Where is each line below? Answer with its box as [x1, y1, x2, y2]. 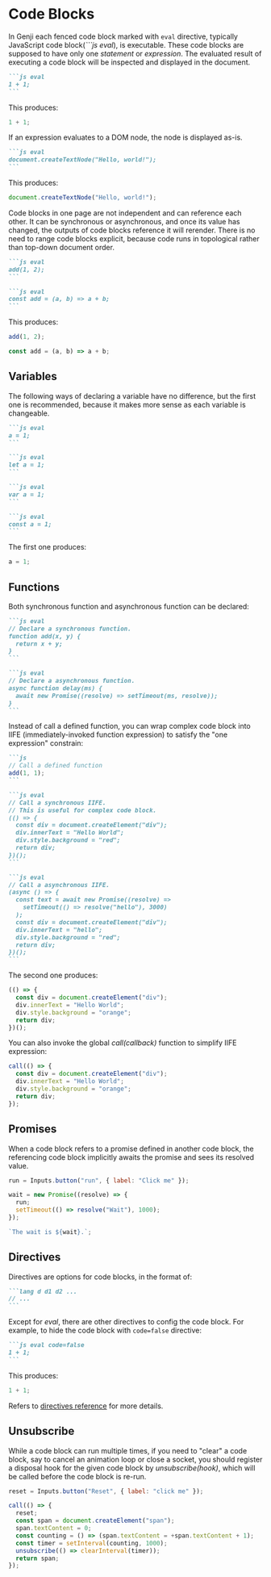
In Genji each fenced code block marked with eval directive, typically [8, 31, 238, 41]
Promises [8, 1123, 57, 1136]
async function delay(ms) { [8, 684, 103, 692]
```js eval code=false [8, 1341, 85, 1349]
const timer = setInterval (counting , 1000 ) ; [15, 1539, 168, 1547]
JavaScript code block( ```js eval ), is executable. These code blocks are [8, 40, 244, 49]
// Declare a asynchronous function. [8, 677, 135, 685]
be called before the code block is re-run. [8, 1471, 147, 1481]
